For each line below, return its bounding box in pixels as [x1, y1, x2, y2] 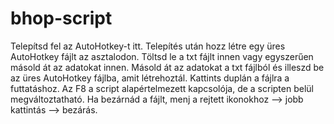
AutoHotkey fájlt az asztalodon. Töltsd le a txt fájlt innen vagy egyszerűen [10, 50, 314, 62]
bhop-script [10, 7, 113, 30]
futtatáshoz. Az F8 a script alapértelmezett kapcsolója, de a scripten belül [10, 82, 314, 94]
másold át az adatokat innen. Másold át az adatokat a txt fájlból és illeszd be [10, 61, 325, 73]
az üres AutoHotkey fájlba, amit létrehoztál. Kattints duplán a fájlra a [10, 72, 290, 84]
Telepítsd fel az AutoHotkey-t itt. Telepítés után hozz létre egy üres [10, 40, 286, 52]
